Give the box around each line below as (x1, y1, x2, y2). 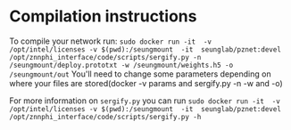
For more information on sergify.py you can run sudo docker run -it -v (9, 95, 281, 106)
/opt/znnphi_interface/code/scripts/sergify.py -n (9, 53, 202, 61)
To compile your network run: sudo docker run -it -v (9, 36, 212, 46)
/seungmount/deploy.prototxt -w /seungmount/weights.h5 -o (9, 61, 234, 69)
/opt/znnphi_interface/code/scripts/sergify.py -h (9, 112, 202, 121)
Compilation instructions (9, 6, 197, 27)
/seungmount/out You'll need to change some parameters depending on (9, 69, 271, 79)
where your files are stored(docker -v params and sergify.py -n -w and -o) (9, 77, 283, 88)
